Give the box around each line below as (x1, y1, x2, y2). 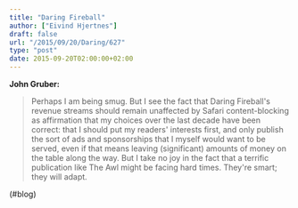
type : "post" (9, 46, 58, 55)
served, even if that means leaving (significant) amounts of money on (30, 143, 287, 154)
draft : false (9, 29, 58, 38)
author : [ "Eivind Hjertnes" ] (9, 21, 118, 30)
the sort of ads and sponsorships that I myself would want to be (30, 134, 266, 144)
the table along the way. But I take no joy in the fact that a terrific (30, 153, 269, 163)
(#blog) (9, 188, 37, 199)
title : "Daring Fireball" (9, 12, 105, 22)
